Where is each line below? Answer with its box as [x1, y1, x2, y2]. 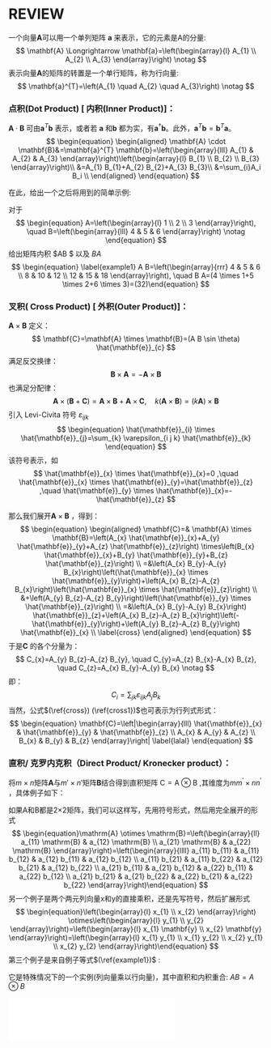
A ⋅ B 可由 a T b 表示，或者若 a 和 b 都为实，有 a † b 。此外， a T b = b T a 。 [8, 122, 236, 133]
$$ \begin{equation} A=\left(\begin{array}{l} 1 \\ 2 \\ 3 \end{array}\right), [15, 218, 256, 228]
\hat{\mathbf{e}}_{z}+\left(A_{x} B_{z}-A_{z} [32, 610, 180, 620]
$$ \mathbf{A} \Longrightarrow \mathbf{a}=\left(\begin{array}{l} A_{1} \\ [15, 45, 256, 55]
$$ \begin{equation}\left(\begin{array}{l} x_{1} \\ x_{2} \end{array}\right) [15, 906, 256, 916]
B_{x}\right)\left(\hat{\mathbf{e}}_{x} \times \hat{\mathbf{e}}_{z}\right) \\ [15, 584, 257, 594]
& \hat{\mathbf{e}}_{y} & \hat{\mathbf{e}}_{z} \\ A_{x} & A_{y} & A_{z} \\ [15, 726, 256, 737]
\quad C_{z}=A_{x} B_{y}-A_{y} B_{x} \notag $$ [57, 662, 215, 672]
